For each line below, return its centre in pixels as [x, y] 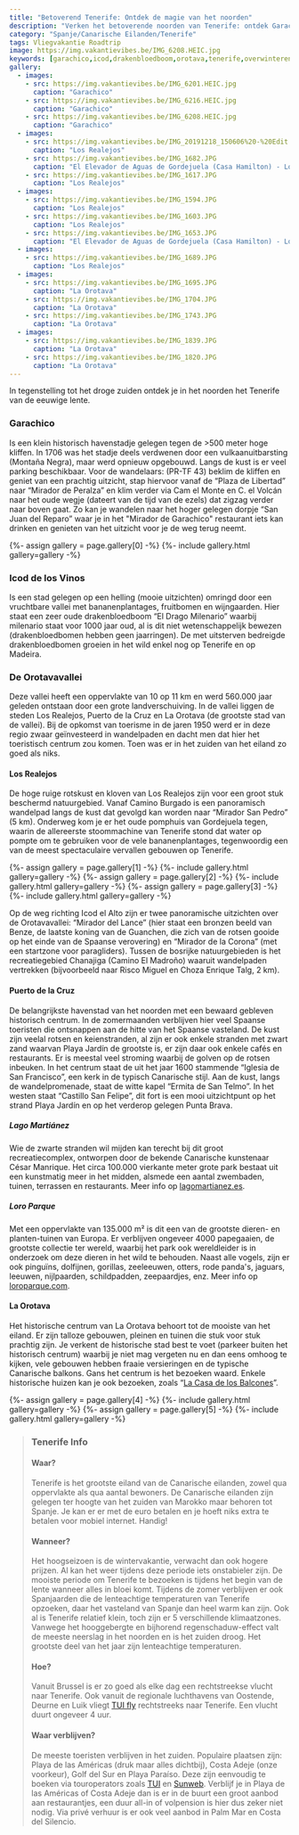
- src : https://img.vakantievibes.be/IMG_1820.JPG [121, 357]
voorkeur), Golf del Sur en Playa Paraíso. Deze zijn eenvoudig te [148, 1774]
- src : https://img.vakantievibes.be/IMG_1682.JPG [121, 158]
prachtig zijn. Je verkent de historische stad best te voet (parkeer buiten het [149, 1344]
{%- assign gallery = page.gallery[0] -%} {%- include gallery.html [130, 545]
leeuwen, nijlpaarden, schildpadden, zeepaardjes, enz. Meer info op [133, 1276]
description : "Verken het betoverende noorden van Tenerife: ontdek [139, 26]
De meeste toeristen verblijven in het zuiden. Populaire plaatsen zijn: [157, 1755]
